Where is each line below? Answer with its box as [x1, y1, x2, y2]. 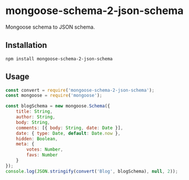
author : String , [16, 114, 56, 120]
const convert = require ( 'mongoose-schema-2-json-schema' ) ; [5, 87, 155, 93]
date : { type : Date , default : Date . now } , [16, 130, 121, 136]
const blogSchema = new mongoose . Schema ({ [5, 103, 110, 109]
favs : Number [26, 152, 58, 158]
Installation [5, 40, 47, 50]
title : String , [16, 109, 53, 115]
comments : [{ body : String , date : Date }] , [16, 124, 124, 131]
